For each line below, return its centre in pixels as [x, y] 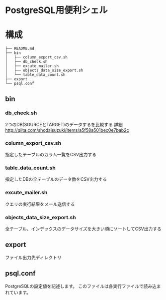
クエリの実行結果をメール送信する [40, 204]
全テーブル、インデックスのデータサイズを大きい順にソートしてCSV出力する [83, 229]
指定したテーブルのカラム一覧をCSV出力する [51, 155]
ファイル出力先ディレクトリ [34, 257]
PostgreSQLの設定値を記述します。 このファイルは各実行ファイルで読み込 [81, 286]
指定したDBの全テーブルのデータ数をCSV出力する [56, 179]
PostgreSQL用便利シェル [56, 10]
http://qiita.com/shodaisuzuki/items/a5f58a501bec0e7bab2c [67, 130]
